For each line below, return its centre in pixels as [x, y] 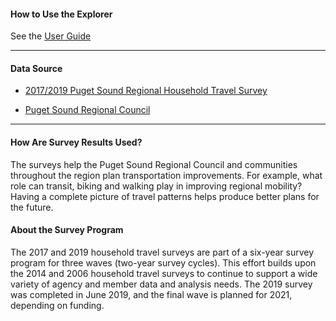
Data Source [36, 68]
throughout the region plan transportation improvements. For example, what [166, 175]
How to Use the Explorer [61, 14]
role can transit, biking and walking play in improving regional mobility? [156, 186]
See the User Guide [51, 36]
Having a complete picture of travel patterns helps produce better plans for [165, 196]
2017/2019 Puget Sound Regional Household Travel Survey [146, 91]
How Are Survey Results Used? [76, 142]
